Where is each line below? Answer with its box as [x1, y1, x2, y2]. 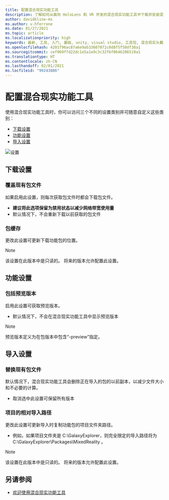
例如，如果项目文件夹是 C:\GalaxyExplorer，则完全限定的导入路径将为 [12, 432, 157, 438]
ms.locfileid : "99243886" [5, 68, 59, 73]
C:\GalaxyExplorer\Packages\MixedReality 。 [12, 439, 106, 445]
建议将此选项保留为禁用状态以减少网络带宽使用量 [12, 205, 114, 211]
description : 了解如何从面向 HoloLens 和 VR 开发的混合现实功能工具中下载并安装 [5, 12, 160, 17]
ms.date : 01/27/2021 [5, 26, 49, 31]
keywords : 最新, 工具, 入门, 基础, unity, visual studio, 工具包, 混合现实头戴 [5, 40, 163, 45]
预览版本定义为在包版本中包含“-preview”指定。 [5, 334, 103, 340]
